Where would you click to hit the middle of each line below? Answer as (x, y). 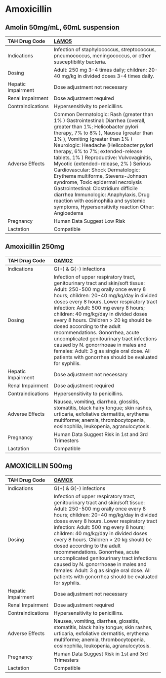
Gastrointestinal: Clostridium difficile (96, 188)
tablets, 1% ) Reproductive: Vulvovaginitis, (103, 158)
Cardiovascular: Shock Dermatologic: (97, 170)
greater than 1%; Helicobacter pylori (96, 127)
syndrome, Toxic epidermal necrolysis (98, 182)
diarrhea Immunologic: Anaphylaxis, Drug (102, 195)
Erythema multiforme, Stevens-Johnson (100, 176)
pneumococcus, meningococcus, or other (102, 56)
